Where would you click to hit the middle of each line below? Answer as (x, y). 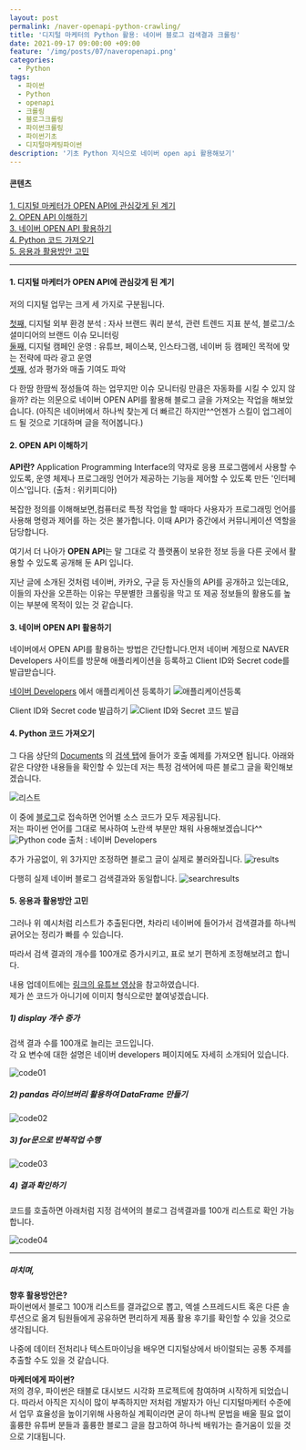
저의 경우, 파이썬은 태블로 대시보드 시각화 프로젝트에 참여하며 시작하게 (133, 1391)
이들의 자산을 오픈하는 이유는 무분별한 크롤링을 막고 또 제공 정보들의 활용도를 (146, 594)
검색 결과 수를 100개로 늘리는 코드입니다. (82, 1043)
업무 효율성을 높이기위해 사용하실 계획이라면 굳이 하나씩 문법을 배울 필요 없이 (155, 1414)
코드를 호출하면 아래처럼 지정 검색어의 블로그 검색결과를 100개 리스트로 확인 (143, 1210)
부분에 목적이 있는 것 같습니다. (80, 605)
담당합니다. (29, 532)
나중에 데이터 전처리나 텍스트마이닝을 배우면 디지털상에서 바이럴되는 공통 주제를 (151, 1348)
